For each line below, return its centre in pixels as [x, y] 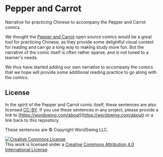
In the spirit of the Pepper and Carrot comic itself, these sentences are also [81, 104]
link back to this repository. [32, 120]
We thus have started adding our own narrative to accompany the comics [79, 67]
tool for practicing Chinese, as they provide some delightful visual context [80, 42]
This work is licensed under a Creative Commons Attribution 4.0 [70, 144]
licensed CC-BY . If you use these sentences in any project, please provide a [82, 110]
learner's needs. [22, 57]
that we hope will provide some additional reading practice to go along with [81, 72]
